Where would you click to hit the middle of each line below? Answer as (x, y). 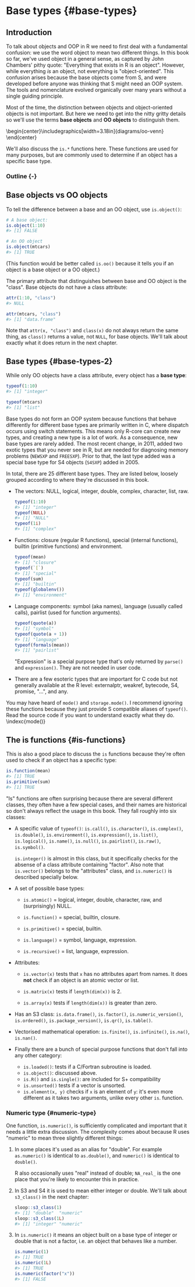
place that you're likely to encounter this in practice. (77, 1179)
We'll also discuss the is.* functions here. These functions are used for (92, 149)
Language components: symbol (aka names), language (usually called (98, 606)
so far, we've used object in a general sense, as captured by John (85, 59)
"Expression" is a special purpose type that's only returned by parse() (99, 661)
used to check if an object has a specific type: (61, 760)
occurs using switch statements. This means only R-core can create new (93, 431)
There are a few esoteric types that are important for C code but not (96, 679)
